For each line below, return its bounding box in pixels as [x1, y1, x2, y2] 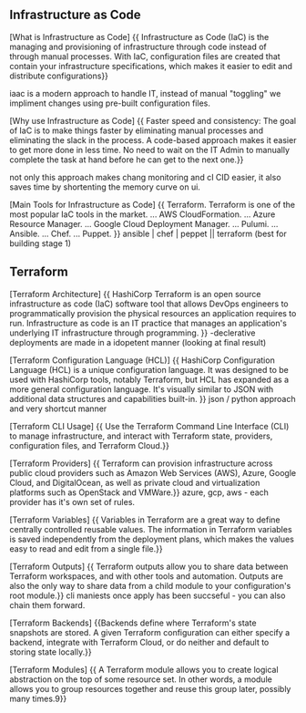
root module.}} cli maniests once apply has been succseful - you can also [9, 590, 286, 601]
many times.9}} [9, 693, 67, 704]
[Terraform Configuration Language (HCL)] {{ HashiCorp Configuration [9, 355, 275, 366]
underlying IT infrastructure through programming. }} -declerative [9, 327, 256, 338]
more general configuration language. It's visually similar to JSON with [9, 383, 274, 395]
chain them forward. [9, 599, 86, 610]
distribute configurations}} [9, 70, 109, 81]
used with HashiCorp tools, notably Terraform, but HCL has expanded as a [9, 374, 290, 385]
